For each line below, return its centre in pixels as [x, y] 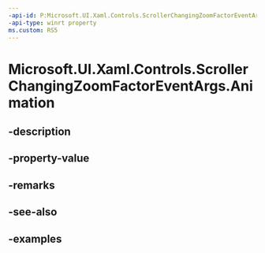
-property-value [49, 158]
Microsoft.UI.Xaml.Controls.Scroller [128, 69]
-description [39, 131]
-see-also [33, 212]
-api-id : [22, 15]
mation [32, 102]
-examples [35, 238]
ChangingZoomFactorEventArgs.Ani [131, 86]
